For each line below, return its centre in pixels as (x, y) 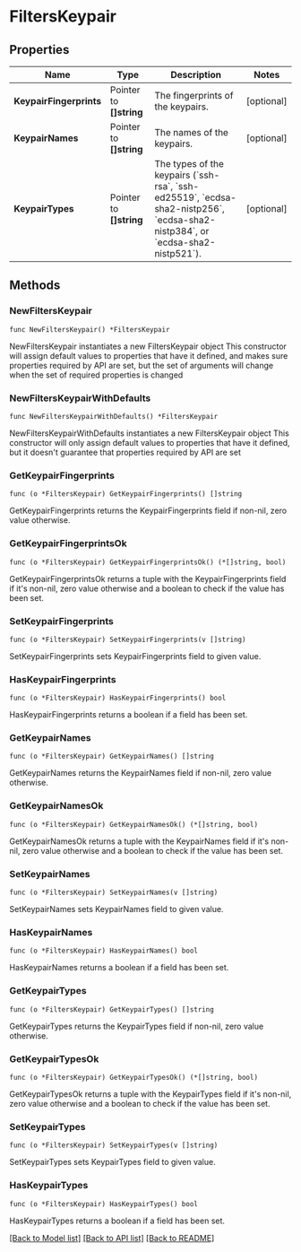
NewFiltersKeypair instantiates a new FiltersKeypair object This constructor (148, 346)
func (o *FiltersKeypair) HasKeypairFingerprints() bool (118, 698)
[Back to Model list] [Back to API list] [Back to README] (112, 1238)
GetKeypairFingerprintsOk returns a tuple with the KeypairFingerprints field (148, 578)
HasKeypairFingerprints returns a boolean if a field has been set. (129, 715)
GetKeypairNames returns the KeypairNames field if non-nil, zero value (140, 773)
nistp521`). (178, 253)
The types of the (189, 164)
